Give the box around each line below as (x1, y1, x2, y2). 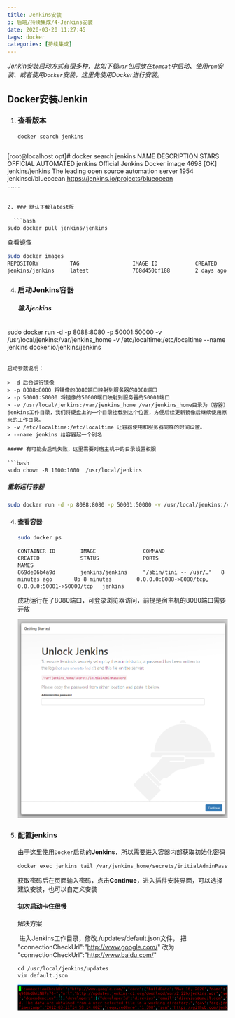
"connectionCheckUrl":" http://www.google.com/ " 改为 (17, 942, 175, 951)
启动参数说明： (7, 365, 44, 372)
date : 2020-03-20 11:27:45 (7, 26, 86, 33)
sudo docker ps (17, 535, 62, 542)
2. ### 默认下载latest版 (7, 203, 75, 210)
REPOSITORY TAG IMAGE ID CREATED (7, 260, 218, 267)
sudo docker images (7, 252, 64, 259)
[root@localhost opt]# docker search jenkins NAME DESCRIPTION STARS (7, 151, 220, 160)
